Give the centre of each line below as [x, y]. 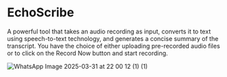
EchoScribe [41, 13]
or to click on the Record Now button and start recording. [88, 53]
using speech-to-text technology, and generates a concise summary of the [113, 38]
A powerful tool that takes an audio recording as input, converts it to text [109, 31]
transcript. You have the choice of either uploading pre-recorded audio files [113, 46]
